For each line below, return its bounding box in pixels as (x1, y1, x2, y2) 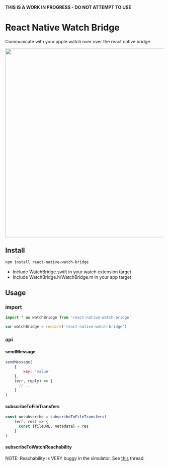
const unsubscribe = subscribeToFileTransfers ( (5, 415, 107, 420)
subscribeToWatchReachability (5, 444, 72, 450)
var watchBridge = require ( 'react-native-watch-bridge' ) (5, 324, 127, 329)
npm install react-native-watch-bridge (5, 259, 89, 265)
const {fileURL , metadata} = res (18, 424, 89, 429)
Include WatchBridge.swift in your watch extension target (12, 269, 132, 275)
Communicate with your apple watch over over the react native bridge (5, 38, 150, 44)
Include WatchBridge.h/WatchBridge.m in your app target (12, 274, 132, 280)
